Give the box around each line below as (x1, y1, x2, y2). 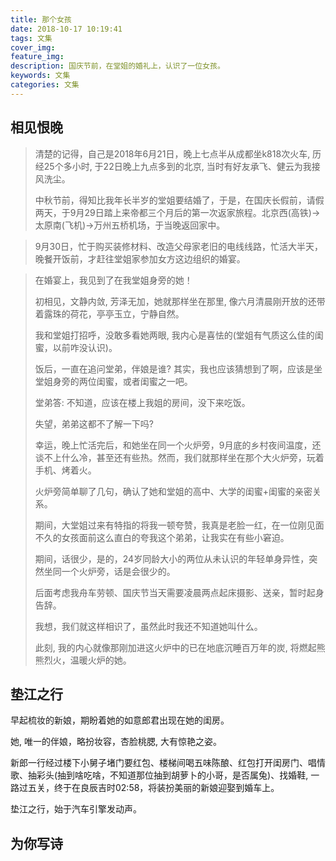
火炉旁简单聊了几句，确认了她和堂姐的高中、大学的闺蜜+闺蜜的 (34, 485, 296, 497)
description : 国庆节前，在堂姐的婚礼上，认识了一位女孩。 (10, 61, 225, 71)
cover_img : (10, 42, 56, 53)
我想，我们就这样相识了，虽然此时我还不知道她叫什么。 (34, 620, 263, 632)
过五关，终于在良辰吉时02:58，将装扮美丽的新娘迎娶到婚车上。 (18, 782, 280, 794)
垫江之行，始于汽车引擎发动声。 (10, 803, 142, 815)
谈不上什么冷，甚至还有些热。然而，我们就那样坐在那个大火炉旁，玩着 (34, 451, 325, 463)
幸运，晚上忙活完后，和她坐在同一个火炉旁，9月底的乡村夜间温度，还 (34, 439, 322, 451)
